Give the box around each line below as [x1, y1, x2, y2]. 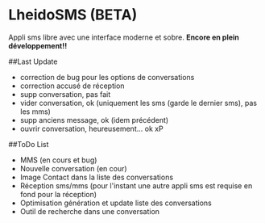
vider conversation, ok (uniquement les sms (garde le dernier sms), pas [19, 98, 258, 107]
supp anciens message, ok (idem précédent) [19, 115, 169, 124]
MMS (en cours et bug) [19, 155, 97, 165]
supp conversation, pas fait [19, 89, 111, 99]
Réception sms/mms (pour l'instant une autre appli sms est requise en [19, 180, 253, 191]
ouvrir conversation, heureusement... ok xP [19, 124, 164, 133]
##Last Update [8, 57, 58, 66]
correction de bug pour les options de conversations [19, 72, 195, 82]
